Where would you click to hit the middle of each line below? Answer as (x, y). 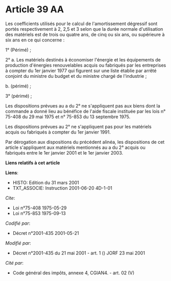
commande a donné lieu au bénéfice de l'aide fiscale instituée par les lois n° (86, 111)
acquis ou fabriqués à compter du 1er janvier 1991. (58, 132)
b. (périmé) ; (18, 86)
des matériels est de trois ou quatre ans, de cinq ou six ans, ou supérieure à (85, 34)
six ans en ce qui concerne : (35, 40)
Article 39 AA (35, 9)
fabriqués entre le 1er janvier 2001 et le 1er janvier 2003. (64, 153)
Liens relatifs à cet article (33, 163)
